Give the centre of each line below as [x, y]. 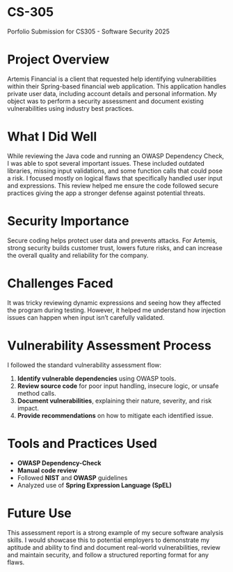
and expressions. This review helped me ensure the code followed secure [113, 185]
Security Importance [68, 221]
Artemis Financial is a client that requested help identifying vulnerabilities [112, 79]
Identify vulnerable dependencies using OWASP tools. [96, 378]
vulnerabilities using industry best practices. [71, 108]
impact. [28, 408]
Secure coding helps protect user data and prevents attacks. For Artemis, [112, 240]
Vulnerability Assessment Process [110, 345]
